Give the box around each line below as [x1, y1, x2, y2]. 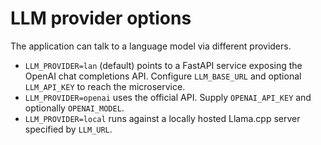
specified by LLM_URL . [24, 123, 113, 135]
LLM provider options [10, 7, 192, 30]
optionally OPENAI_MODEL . [24, 102, 125, 114]
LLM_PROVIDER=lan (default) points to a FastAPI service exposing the [24, 59, 303, 71]
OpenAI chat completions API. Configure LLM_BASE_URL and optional [24, 70, 302, 82]
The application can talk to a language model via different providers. [10, 40, 292, 52]
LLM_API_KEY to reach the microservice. [24, 80, 186, 92]
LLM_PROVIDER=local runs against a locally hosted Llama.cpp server [24, 112, 301, 124]
